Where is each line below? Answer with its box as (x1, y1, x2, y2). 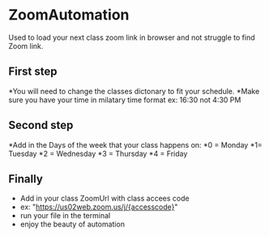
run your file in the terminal (19, 211, 111, 221)
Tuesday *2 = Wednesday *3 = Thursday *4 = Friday (8, 149, 188, 158)
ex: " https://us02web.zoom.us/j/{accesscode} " (19, 202, 178, 212)
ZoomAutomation (8, 6, 130, 24)
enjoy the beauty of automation (19, 219, 126, 229)
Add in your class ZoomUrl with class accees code (19, 193, 190, 204)
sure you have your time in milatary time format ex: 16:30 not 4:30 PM (8, 95, 241, 105)
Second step (8, 118, 74, 132)
